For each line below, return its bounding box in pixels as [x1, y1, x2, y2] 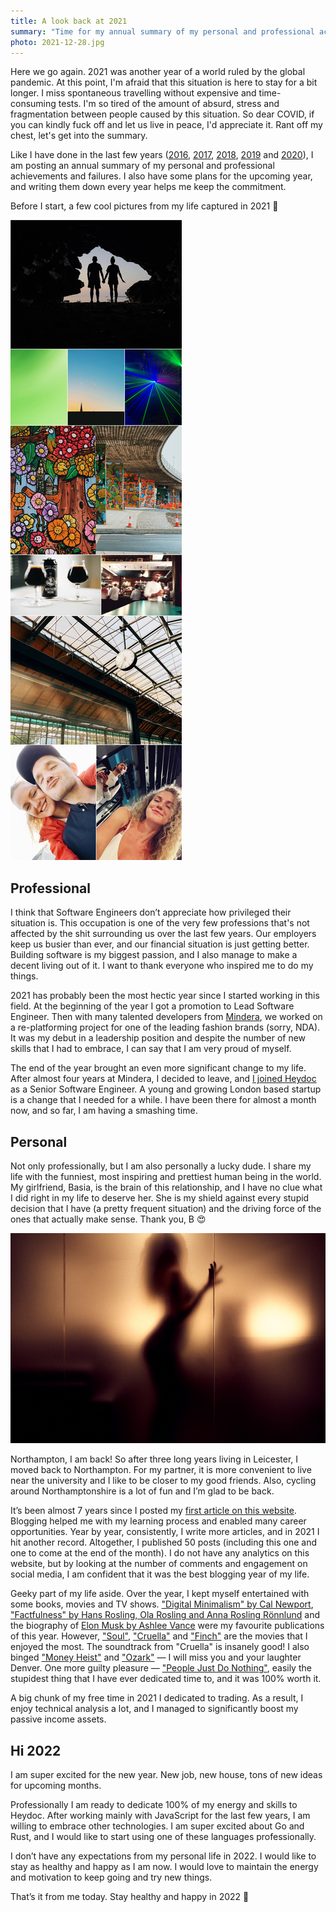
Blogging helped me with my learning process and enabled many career [10, 1515, 307, 1527]
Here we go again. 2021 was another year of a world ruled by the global [10, 66, 306, 78]
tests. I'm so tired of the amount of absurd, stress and [58, 98, 280, 110]
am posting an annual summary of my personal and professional [10, 160, 275, 172]
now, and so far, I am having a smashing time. [10, 1105, 198, 1117]
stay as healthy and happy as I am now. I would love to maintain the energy [10, 1860, 319, 1872]
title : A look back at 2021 [10, 16, 128, 26]
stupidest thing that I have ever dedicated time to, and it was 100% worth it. [10, 1673, 322, 1685]
